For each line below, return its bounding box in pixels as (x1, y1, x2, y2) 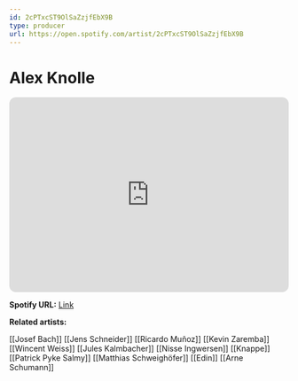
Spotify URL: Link (9, 299, 74, 310)
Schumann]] (9, 362, 55, 373)
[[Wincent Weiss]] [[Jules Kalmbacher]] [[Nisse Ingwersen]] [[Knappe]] (9, 343, 271, 354)
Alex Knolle (9, 67, 96, 88)
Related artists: (9, 316, 67, 328)
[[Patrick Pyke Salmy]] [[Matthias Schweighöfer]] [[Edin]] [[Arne (9, 353, 244, 363)
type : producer (9, 21, 66, 30)
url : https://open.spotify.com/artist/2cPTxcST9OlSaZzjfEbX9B (9, 29, 244, 38)
